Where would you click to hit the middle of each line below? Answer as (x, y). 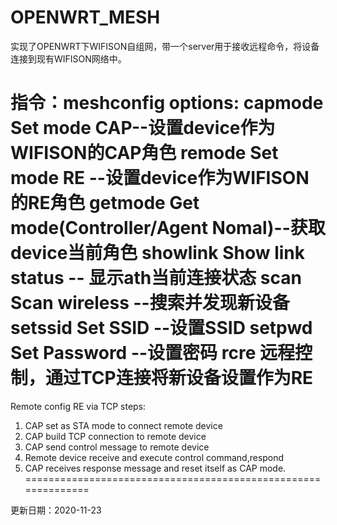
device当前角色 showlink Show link (158, 253)
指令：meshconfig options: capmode (167, 103)
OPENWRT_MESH (85, 17)
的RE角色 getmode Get (105, 203)
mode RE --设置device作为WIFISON (160, 178)
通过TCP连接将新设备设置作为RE (179, 378)
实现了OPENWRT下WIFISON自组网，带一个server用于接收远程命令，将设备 (165, 46)
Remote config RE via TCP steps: (78, 406)
